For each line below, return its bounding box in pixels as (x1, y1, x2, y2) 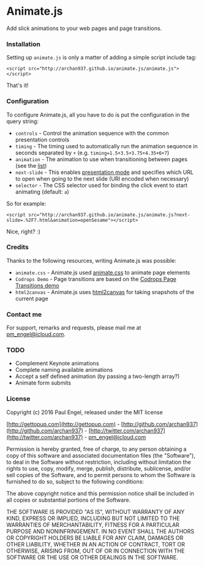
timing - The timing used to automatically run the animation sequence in (15, 142, 198, 149)
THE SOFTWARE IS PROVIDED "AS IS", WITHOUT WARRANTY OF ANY (6, 508, 185, 515)
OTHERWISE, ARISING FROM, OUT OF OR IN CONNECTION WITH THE (6, 547, 185, 554)
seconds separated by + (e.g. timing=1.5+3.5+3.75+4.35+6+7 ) (15, 149, 170, 156)
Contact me (6, 310, 42, 319)
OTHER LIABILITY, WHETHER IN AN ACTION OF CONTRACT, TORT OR (6, 540, 185, 548)
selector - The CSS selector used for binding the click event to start (15, 181, 188, 189)
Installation (6, 40, 41, 48)
